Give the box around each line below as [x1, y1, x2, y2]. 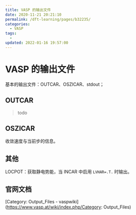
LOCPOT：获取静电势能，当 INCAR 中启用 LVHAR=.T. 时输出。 [5, 169, 132, 175]
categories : [5, 21, 30, 27]
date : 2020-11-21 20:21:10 [5, 12, 62, 17]
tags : [5, 31, 17, 36]
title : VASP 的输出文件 [5, 7, 51, 13]
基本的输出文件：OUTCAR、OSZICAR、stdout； [5, 81, 104, 87]
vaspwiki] [58, 198, 79, 204]
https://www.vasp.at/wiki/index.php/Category [7, 204, 101, 210]
